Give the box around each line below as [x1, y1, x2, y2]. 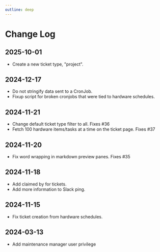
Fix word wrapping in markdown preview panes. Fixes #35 [12, 154, 131, 160]
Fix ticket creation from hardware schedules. [12, 214, 103, 219]
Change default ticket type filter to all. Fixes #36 [12, 121, 110, 127]
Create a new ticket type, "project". [12, 61, 83, 67]
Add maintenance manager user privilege [12, 241, 96, 247]
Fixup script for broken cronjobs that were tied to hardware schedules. [12, 94, 155, 100]
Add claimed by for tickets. [12, 181, 67, 187]
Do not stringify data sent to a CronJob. [12, 88, 93, 94]
